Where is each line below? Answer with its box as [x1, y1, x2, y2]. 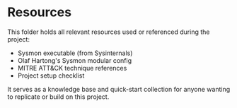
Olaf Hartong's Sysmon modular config [17, 56, 132, 64]
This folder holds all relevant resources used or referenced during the [7, 28, 210, 36]
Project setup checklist [17, 71, 85, 80]
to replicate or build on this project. [7, 92, 110, 101]
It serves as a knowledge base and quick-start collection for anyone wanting [7, 85, 231, 93]
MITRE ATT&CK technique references [17, 64, 127, 72]
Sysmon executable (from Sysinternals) [17, 49, 133, 57]
